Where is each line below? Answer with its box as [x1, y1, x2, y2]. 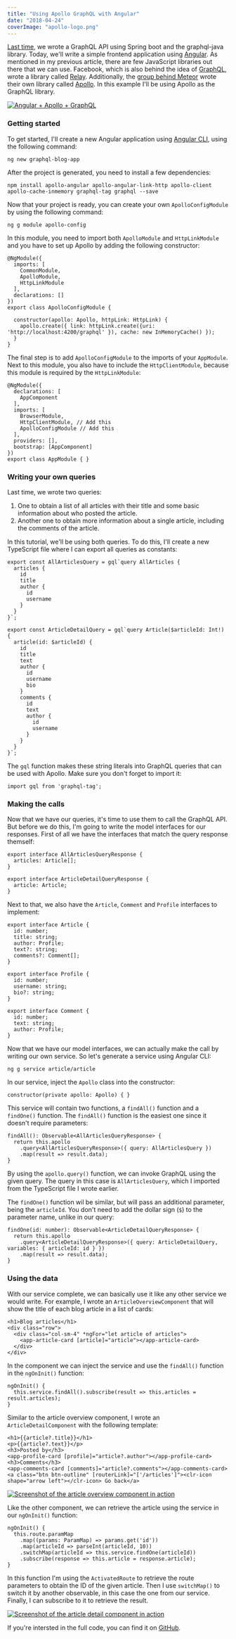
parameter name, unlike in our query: [7, 1213, 114, 1221]
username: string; [13, 983, 68, 990]
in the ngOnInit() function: [7, 1369, 84, 1377]
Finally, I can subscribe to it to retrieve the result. [7, 1596, 149, 1605]
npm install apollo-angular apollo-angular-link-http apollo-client [7, 181, 212, 189]
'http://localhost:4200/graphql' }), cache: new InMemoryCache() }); [7, 329, 216, 336]
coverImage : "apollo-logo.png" [7, 23, 99, 30]
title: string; [13, 933, 58, 941]
